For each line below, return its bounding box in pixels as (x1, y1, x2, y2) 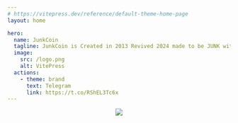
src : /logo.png (20, 56, 65, 64)
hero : (7, 30, 23, 37)
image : (13, 49, 33, 57)
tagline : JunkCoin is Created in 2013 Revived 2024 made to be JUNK (13, 43, 220, 50)
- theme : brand (20, 76, 65, 83)
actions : (13, 69, 40, 76)
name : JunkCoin (13, 36, 59, 43)
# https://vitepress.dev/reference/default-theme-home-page (7, 10, 189, 18)
